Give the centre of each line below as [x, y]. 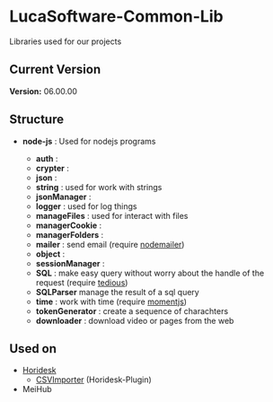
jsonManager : [63, 197]
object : [50, 254]
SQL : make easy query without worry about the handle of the [150, 273]
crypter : [53, 168]
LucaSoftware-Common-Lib [116, 17]
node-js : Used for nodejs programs [89, 141]
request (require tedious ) [82, 282]
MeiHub [37, 389]
